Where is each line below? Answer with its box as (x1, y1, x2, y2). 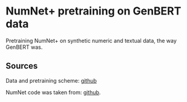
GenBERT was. (5, 43, 43, 51)
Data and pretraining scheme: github (5, 77, 97, 84)
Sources (5, 61, 38, 71)
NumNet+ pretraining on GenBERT (5, 4, 182, 18)
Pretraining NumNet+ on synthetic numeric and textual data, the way (5, 37, 177, 44)
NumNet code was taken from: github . (5, 89, 101, 96)
